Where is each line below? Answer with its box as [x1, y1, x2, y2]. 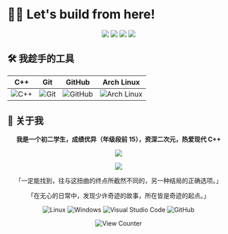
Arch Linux [102, 77, 140, 87]
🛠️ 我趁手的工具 [7, 53, 75, 65]
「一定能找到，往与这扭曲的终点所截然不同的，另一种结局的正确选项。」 [15, 176, 222, 185]
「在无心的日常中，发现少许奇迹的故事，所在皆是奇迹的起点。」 [27, 191, 210, 199]
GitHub [66, 77, 90, 87]
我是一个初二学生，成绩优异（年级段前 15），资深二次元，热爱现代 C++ [16, 135, 221, 143]
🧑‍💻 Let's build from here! [7, 6, 155, 23]
